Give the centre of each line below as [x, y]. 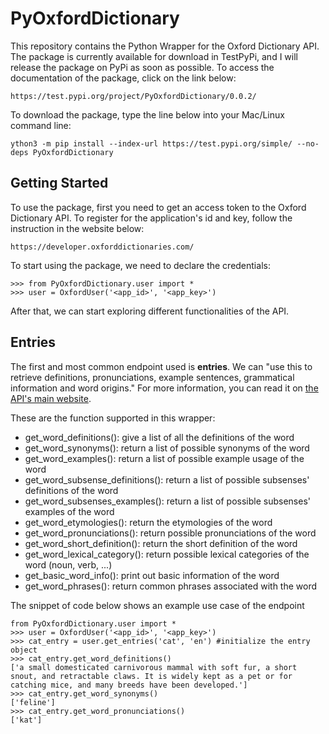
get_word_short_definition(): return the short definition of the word [161, 543]
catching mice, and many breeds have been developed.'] [129, 685]
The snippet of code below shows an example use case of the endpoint [157, 605]
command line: [41, 125]
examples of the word [69, 511]
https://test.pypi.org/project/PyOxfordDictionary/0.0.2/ [133, 96]
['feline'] [33, 702]
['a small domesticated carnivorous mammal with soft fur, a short [154, 667]
